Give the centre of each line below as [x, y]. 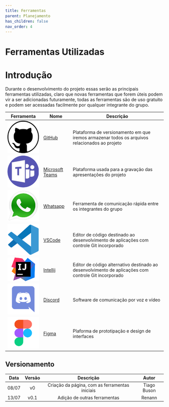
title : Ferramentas [26, 11]
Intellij [50, 270]
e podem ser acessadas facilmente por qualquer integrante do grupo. [77, 105]
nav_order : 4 [19, 27]
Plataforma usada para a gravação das [113, 170]
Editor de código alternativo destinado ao [115, 265]
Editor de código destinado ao [104, 234]
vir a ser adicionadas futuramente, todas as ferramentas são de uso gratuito [84, 100]
